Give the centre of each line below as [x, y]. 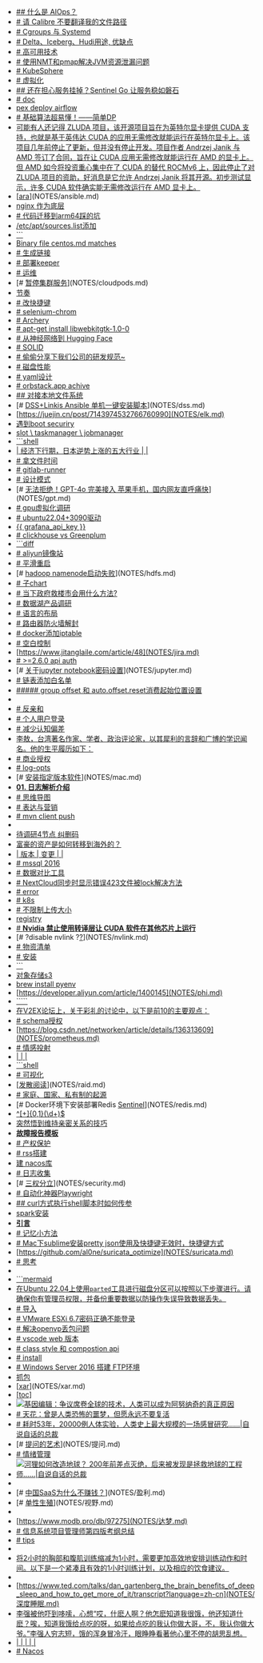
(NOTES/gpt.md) [43, 498]
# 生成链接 [33, 253]
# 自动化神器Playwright [54, 1193]
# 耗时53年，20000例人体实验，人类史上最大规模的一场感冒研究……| [129, 1424]
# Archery [32, 320]
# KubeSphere [40, 71]
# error [27, 891]
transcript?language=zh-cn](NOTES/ [194, 1594]
